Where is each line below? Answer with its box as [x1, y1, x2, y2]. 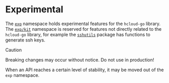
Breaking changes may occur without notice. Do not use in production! [5, 56, 155, 63]
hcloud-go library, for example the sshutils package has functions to [5, 31, 151, 37]
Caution [5, 47, 22, 53]
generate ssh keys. [5, 37, 46, 43]
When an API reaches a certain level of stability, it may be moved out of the [5, 67, 164, 73]
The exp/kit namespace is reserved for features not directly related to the [5, 26, 162, 32]
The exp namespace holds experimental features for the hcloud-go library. [5, 20, 161, 27]
